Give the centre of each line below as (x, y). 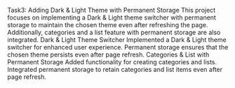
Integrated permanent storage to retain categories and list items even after (115, 69)
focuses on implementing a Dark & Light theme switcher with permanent (112, 17)
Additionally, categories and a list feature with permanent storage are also (114, 32)
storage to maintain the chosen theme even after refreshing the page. (108, 25)
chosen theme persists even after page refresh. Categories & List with (108, 54)
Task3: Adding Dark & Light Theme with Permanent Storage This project (112, 10)
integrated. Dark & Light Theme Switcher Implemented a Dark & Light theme (117, 40)
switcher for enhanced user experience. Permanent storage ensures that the (118, 47)
